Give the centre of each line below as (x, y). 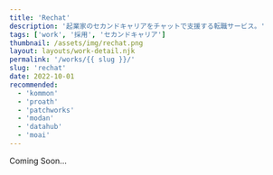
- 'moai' (34, 135)
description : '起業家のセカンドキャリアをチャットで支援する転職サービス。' (137, 26)
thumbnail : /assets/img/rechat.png (76, 43)
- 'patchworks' (46, 110)
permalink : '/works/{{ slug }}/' (72, 60)
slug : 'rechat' (38, 69)
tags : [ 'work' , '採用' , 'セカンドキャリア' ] (88, 34)
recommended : (34, 85)
